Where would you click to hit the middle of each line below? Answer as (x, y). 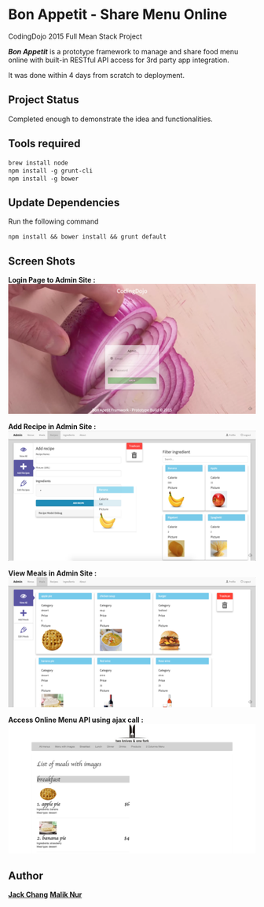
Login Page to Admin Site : (52, 280)
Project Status (44, 100)
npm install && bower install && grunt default (88, 237)
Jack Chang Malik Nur (45, 894)
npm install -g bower (44, 179)
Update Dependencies (64, 202)
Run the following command (53, 221)
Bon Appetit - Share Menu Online (118, 15)
